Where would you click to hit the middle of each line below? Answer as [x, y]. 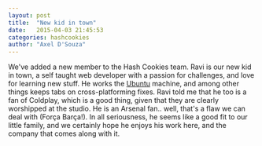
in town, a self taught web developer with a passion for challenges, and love [131, 75]
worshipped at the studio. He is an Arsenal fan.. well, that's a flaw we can [127, 109]
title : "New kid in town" [52, 23]
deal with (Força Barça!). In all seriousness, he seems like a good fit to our [128, 117]
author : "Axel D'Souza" [47, 45]
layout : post [30, 15]
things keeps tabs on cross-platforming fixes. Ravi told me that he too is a [127, 92]
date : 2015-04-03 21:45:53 [56, 30]
